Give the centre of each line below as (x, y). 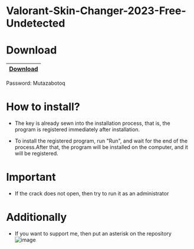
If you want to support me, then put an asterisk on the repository (93, 233)
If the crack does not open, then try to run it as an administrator (92, 193)
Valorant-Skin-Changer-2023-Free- (96, 11)
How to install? (43, 107)
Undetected (36, 23)
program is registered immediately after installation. (77, 130)
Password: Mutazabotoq (36, 83)
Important (31, 177)
